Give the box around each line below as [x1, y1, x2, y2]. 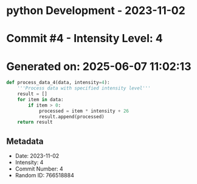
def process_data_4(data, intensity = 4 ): [6, 80, 111, 86]
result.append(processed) [38, 113, 105, 119]
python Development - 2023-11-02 [6, 4, 185, 18]
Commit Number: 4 [15, 165, 63, 172]
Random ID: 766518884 [15, 172, 74, 179]
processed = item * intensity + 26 [38, 108, 130, 114]
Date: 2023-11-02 [15, 152, 60, 160]
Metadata [6, 136, 44, 146]
